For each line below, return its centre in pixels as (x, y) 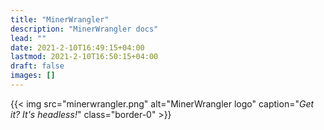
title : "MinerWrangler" (60, 19)
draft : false (37, 66)
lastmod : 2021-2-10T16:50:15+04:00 (84, 57)
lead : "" (28, 38)
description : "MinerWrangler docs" (84, 29)
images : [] (33, 76)
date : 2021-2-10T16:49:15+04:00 (77, 47)
